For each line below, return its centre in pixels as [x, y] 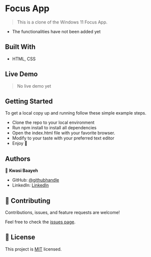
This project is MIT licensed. [33, 249]
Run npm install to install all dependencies [54, 128]
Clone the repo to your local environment [53, 122]
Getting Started [29, 101]
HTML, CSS [24, 59]
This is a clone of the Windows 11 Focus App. [62, 22]
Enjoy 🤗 [20, 143]
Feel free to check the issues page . [40, 222]
